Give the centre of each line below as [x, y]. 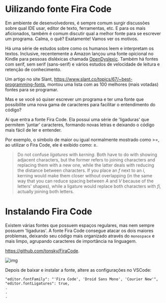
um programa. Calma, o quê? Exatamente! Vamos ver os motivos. [72, 39]
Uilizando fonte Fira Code [58, 9]
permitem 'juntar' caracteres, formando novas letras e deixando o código [80, 125]
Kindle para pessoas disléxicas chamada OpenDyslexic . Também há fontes [82, 59]
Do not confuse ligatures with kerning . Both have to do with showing [87, 154]
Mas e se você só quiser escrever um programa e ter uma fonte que [75, 99]
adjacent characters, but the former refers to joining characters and [86, 159]
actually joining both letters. [46, 191]
